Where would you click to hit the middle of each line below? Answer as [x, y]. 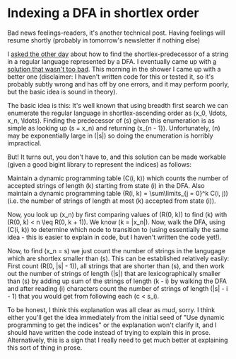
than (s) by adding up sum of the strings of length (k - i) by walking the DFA [117, 281]
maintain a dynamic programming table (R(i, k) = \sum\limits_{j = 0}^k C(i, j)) [118, 193]
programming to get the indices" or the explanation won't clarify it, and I [112, 325]
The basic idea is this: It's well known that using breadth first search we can [118, 105]
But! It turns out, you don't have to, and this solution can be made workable [117, 157]
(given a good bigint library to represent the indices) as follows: [100, 164]
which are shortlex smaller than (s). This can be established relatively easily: [118, 258]
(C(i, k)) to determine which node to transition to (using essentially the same [118, 229]
